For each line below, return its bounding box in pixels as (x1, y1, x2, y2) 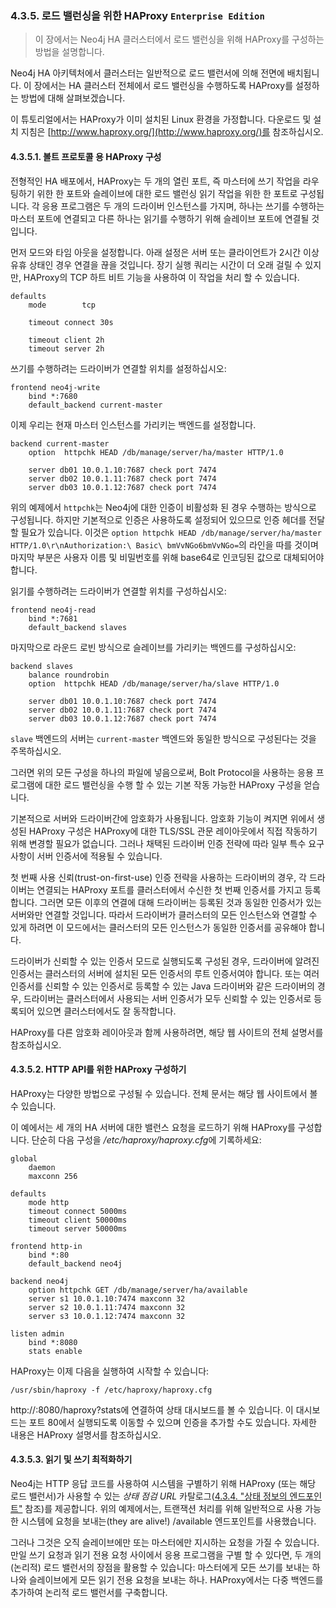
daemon (28, 1162, 56, 1172)
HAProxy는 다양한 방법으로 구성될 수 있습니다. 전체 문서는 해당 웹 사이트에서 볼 (10, 1087, 318, 1099)
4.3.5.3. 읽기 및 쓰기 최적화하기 (10, 1453, 133, 1466)
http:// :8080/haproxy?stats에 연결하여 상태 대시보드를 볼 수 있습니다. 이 (10, 1403, 294, 1416)
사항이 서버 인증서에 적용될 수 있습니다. (10, 850, 163, 862)
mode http (28, 1197, 70, 1207)
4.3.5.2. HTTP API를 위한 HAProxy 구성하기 (10, 1063, 187, 1076)
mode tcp (28, 300, 97, 310)
